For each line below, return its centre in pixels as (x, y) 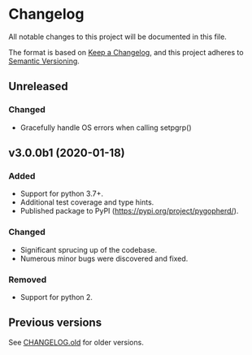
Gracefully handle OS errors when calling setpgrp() (106, 128)
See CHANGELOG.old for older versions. (76, 342)
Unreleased (39, 87)
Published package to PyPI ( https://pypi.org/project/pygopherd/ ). (129, 211)
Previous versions (55, 323)
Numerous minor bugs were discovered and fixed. (104, 258)
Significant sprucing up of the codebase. (89, 249)
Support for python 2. (56, 297)
